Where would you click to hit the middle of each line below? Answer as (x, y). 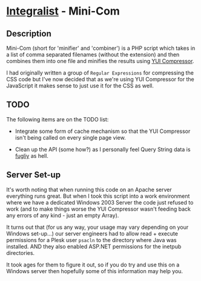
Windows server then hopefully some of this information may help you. (95, 271)
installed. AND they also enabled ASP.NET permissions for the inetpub (94, 246)
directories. (21, 252)
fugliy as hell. (31, 155)
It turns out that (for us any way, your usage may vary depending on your (97, 227)
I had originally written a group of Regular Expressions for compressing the (100, 73)
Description (29, 34)
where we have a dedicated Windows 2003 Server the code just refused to (100, 202)
